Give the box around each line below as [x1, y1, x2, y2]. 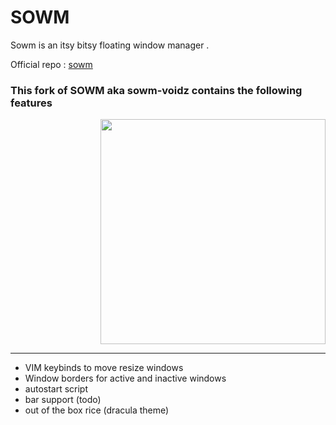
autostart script [24, 383, 89, 395]
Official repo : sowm [10, 58, 93, 70]
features [10, 96, 53, 110]
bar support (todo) [24, 394, 102, 406]
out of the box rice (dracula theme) [24, 404, 170, 416]
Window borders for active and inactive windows [24, 372, 227, 385]
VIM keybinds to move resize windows [24, 362, 184, 374]
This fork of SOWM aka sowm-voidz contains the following [10, 83, 303, 97]
